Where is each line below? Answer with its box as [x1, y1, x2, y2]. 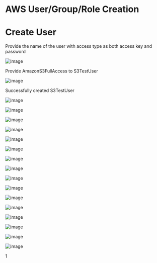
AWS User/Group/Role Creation [5, 4, 139, 15]
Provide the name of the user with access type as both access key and [5, 43, 152, 49]
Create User [5, 27, 57, 38]
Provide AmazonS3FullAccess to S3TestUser [5, 68, 98, 74]
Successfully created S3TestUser [5, 87, 74, 94]
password [5, 49, 26, 55]
